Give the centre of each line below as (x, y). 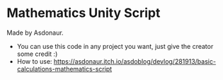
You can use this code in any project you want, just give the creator (115, 46)
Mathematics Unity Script (84, 13)
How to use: (34, 61)
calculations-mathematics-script (64, 69)
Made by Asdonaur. (35, 33)
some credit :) (37, 54)
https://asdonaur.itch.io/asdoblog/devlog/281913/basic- (135, 61)
